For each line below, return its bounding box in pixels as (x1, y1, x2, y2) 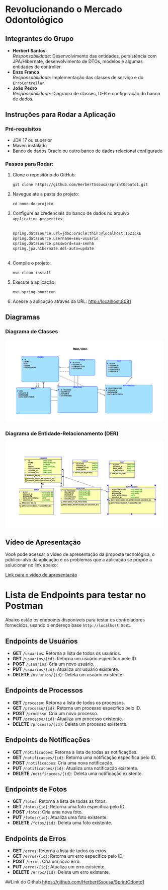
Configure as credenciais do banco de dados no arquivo (12, 210, 129, 216)
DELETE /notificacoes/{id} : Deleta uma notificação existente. (12, 770, 143, 777)
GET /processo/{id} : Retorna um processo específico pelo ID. (12, 705, 141, 711)
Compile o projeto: (12, 260, 51, 266)
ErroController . (12, 80, 46, 86)
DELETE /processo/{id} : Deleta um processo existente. (12, 721, 128, 727)
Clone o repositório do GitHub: (12, 171, 76, 177)
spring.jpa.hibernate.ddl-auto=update (12, 246, 94, 251)
